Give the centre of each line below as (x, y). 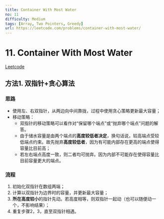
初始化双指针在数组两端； (39, 187)
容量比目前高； (35, 148)
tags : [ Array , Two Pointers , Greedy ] (44, 24)
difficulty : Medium (25, 19)
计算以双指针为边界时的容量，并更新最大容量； (60, 193)
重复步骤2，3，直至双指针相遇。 (45, 212)
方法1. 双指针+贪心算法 (40, 83)
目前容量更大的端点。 (41, 160)
